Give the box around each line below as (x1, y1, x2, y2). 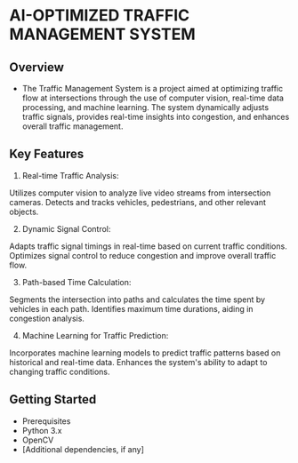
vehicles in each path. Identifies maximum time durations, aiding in (9, 303, 254, 314)
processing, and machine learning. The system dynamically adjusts (21, 102, 270, 112)
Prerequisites (21, 415, 71, 427)
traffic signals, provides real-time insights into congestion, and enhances (21, 112, 290, 122)
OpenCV (21, 435, 54, 445)
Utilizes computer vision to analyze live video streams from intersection (9, 188, 271, 198)
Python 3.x (21, 425, 62, 435)
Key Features (9, 147, 85, 162)
